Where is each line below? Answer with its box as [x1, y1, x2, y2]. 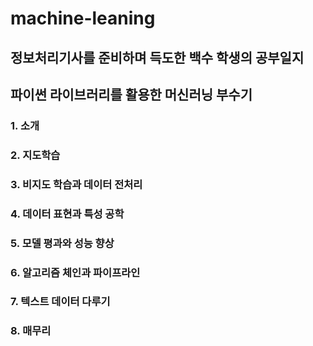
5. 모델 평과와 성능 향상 [10, 236, 115, 250]
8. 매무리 [10, 324, 52, 338]
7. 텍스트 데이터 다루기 [10, 295, 111, 309]
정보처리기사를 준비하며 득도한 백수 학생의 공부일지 [10, 49, 305, 66]
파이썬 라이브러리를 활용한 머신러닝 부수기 [10, 86, 253, 103]
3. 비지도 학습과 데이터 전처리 [10, 177, 143, 191]
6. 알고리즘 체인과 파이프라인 [10, 265, 141, 279]
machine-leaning [10, 7, 156, 30]
